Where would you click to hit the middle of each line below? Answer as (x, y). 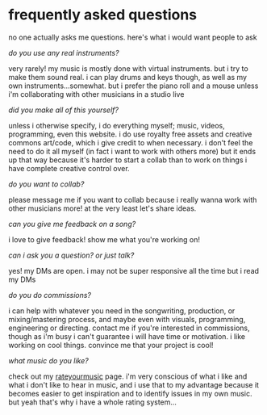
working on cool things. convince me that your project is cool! (111, 345)
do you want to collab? (46, 184)
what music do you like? (48, 360)
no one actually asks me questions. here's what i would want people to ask (133, 37)
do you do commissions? (50, 295)
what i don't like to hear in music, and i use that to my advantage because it (134, 384)
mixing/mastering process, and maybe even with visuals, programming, (127, 319)
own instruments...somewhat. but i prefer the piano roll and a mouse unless (133, 86)
